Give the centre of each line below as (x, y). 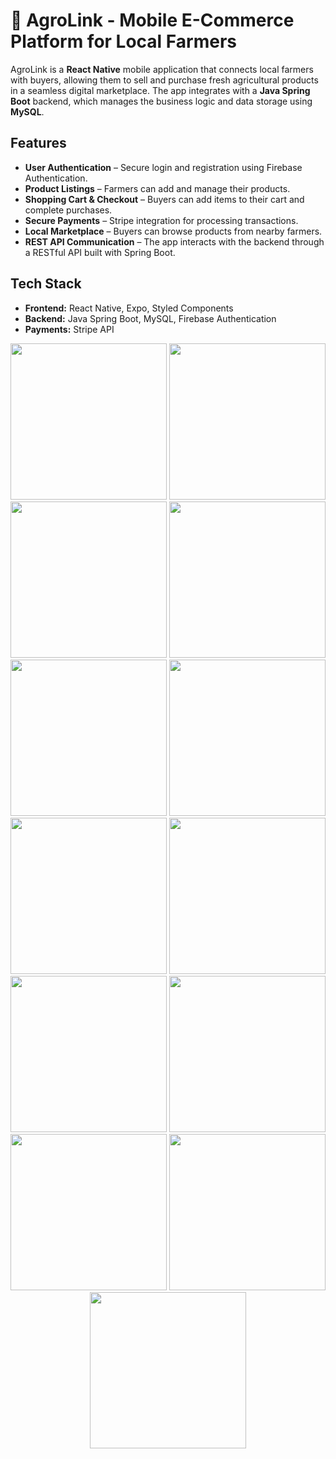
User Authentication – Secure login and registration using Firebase (163, 167)
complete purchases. (68, 210)
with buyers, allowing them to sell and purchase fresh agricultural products (164, 80)
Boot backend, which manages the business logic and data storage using (161, 101)
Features (38, 143)
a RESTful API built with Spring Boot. (100, 252)
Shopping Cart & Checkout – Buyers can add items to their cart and (164, 199)
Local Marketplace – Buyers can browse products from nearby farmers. (173, 231)
